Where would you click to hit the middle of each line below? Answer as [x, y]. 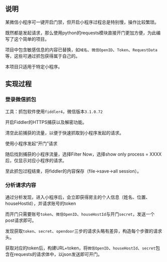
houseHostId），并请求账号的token [41, 203]
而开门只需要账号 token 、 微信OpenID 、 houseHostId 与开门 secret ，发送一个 [80, 214]
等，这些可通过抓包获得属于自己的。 [43, 56]
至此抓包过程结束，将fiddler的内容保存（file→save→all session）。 [73, 171]
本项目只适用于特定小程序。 [34, 66]
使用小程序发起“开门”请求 [31, 143]
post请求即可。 [21, 220]
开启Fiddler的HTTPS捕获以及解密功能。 [46, 122]
